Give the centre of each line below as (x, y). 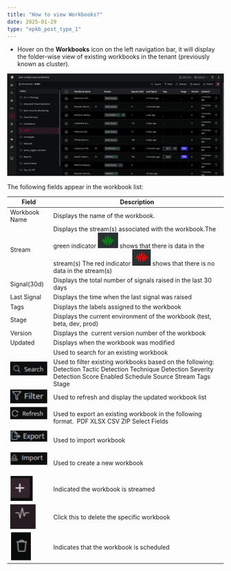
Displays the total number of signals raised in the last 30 (132, 280)
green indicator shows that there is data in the (129, 246)
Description (137, 202)
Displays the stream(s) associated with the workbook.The (135, 229)
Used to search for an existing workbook (111, 352)
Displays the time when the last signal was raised (123, 297)
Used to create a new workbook (98, 463)
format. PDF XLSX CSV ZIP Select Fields (111, 421)
